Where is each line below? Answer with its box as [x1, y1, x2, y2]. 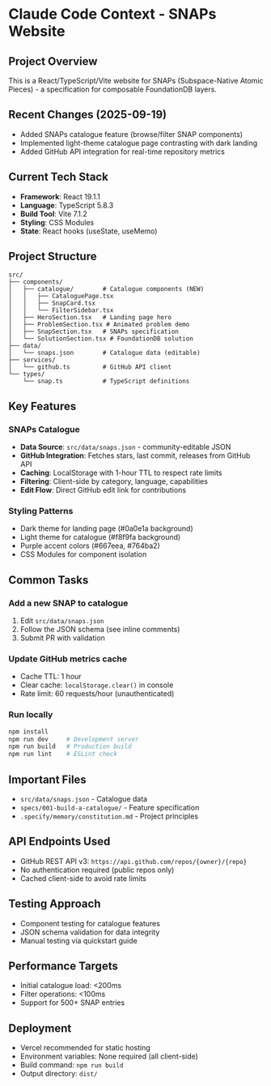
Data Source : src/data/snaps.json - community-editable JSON [19, 443, 231, 452]
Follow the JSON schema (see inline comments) [19, 625, 180, 635]
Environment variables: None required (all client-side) [19, 1051, 198, 1062]
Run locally [8, 709, 53, 720]
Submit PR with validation [19, 633, 105, 643]
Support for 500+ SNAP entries [19, 998, 125, 1007]
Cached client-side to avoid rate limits [19, 873, 147, 883]
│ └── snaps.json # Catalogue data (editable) [8, 349, 201, 357]
